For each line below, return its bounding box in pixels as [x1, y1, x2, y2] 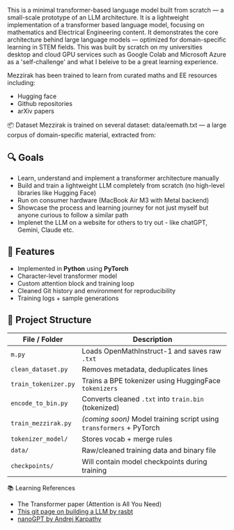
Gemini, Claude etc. [17, 226, 75, 234]
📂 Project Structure [7, 314, 92, 326]
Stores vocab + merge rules [81, 435, 173, 444]
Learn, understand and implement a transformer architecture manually [17, 173, 219, 182]
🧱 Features [7, 246, 55, 258]
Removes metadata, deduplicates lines [81, 365, 208, 375]
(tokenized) [81, 403, 120, 413]
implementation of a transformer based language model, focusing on [7, 21, 205, 29]
